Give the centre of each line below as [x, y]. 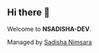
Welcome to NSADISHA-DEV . [49, 29]
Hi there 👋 [29, 13]
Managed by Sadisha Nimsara [49, 42]
